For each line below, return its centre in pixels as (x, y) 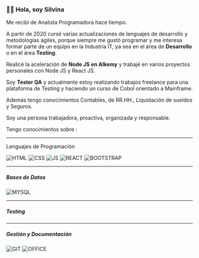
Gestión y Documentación (39, 234)
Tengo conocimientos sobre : (42, 130)
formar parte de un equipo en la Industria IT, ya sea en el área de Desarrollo (99, 46)
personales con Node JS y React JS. (51, 71)
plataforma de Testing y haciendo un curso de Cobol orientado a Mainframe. (99, 89)
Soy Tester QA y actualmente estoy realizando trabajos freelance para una (97, 82)
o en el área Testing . (32, 53)
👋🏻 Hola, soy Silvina (35, 10)
